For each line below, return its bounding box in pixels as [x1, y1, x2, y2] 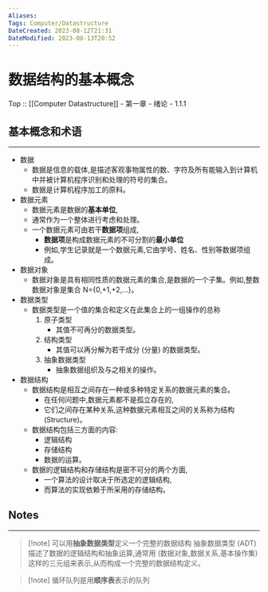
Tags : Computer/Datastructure [8, 19, 109, 27]
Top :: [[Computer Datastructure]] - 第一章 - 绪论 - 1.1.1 [8, 99, 187, 109]
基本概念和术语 [8, 125, 82, 138]
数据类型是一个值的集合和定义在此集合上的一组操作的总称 [31, 305, 221, 314]
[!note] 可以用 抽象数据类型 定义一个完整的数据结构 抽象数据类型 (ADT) [27, 538, 257, 548]
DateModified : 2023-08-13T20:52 [8, 34, 116, 42]
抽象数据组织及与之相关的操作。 [55, 365, 161, 374]
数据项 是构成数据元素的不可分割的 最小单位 [43, 235, 184, 244]
